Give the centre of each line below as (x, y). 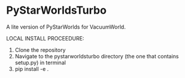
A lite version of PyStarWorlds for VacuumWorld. (66, 27)
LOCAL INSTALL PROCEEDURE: (45, 38)
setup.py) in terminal (40, 63)
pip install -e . (32, 68)
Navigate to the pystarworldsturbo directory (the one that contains (97, 56)
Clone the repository (40, 50)
